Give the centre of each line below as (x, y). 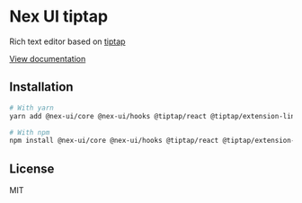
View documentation (48, 58)
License (32, 168)
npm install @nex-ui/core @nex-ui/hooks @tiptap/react (114, 141)
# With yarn (31, 108)
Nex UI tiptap (59, 17)
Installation (41, 87)
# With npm (30, 132)
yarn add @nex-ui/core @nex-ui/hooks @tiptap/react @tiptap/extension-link (154, 116)
